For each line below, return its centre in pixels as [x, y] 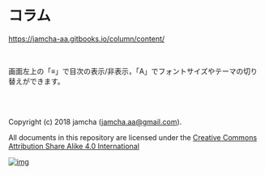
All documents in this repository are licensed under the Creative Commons [133, 137]
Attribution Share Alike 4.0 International [74, 146]
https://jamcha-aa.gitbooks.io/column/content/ [87, 38]
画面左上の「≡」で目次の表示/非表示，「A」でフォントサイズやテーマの [126, 71]
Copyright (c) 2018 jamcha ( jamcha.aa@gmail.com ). [95, 122]
